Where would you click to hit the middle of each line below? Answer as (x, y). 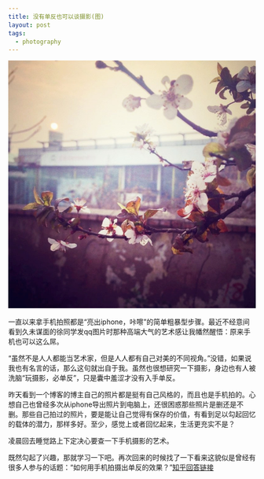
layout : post (29, 25)
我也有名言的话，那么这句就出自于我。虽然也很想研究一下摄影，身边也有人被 (132, 368)
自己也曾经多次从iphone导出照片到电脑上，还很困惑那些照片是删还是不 (129, 404)
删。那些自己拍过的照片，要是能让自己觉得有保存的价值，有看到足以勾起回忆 (132, 415)
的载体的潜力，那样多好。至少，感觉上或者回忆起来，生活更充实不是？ (122, 424)
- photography (38, 42)
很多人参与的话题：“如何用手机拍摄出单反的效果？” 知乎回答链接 (111, 467)
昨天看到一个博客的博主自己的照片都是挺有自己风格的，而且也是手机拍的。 (128, 395)
